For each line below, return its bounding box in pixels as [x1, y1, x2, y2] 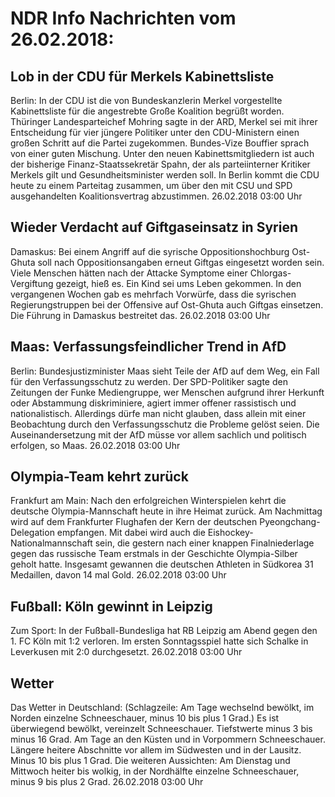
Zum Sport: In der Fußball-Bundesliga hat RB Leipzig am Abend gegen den [10, 625, 318, 637]
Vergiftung [10, 277, 54, 289]
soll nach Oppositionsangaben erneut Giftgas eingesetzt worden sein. [37, 256, 325, 268]
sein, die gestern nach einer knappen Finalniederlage [94, 537, 315, 549]
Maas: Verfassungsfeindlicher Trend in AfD [10, 338, 287, 356]
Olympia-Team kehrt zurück [10, 468, 189, 486]
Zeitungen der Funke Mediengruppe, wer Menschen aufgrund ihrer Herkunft [10, 386, 325, 398]
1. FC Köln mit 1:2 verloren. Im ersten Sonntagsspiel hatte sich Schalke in [10, 635, 309, 647]
